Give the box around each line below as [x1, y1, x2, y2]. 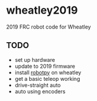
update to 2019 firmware [14, 62, 76, 70]
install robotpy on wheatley [14, 69, 82, 76]
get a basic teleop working [14, 75, 80, 82]
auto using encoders [14, 87, 65, 95]
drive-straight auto [14, 81, 61, 89]
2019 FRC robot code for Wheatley [6, 23, 91, 30]
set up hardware [14, 56, 55, 63]
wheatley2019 [6, 4, 79, 17]
